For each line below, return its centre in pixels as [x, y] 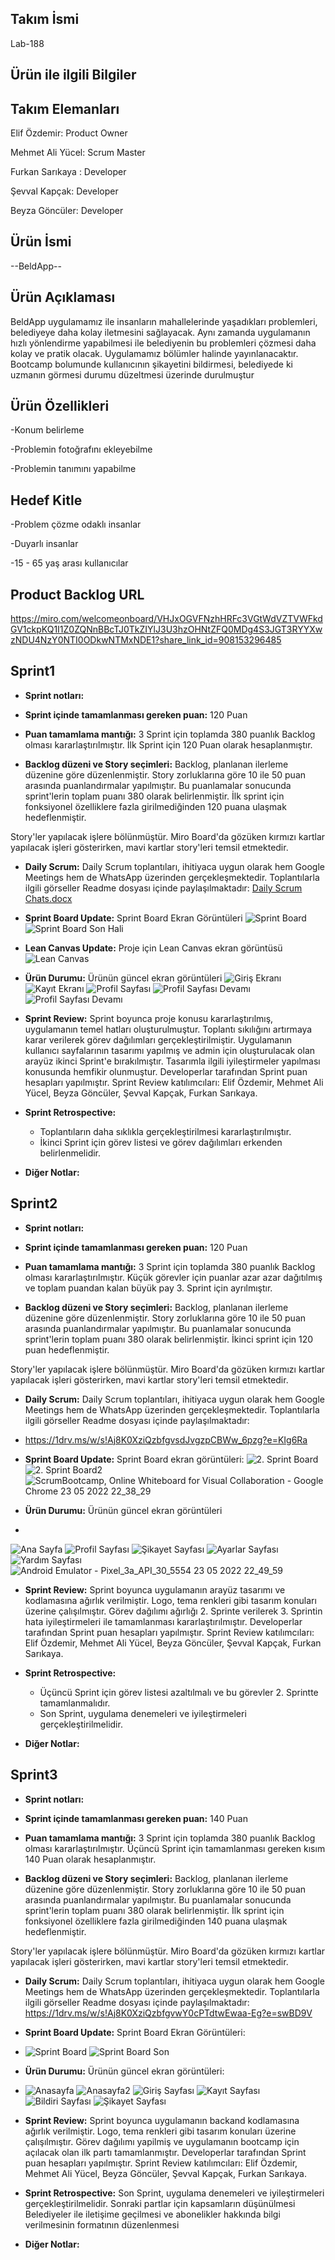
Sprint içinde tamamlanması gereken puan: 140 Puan [136, 1818]
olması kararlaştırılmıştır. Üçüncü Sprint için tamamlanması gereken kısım [175, 1848]
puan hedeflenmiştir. [67, 1349]
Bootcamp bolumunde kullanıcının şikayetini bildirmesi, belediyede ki [151, 364]
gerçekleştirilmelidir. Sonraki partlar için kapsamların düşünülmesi [160, 2203]
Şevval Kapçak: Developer [64, 191]
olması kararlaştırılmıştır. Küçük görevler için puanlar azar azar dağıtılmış [173, 1277]
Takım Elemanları [65, 108]
